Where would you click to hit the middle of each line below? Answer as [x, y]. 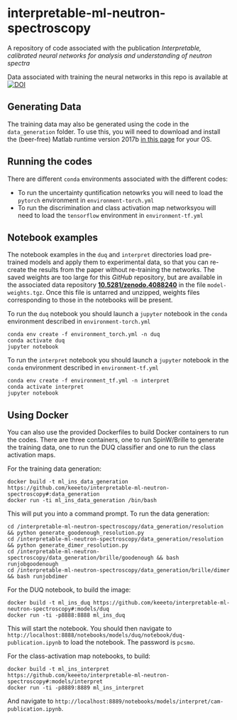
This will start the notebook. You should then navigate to [90, 629]
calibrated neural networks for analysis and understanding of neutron [110, 56]
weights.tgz [25, 293]
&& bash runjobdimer [38, 577]
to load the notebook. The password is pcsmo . [129, 642]
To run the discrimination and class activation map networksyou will [117, 207]
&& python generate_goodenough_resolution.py [76, 533]
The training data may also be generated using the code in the [98, 124]
